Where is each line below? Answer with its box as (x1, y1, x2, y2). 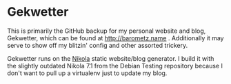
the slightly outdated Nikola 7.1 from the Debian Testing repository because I (7, 61, 223, 70)
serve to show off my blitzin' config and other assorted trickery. (7, 41, 188, 49)
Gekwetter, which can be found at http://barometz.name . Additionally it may (7, 33, 224, 42)
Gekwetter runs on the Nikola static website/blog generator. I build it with (7, 54, 214, 62)
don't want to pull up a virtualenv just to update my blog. (7, 69, 168, 77)
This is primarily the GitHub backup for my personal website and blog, (7, 27, 206, 35)
